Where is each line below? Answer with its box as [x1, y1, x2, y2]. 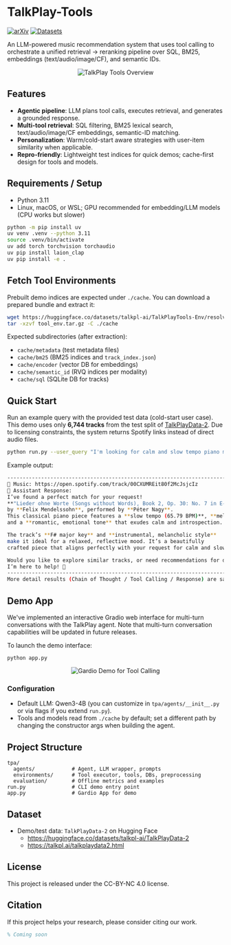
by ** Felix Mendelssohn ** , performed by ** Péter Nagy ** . [7, 507, 174, 513]
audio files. [7, 435, 38, 444]
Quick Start [7, 395, 57, 407]
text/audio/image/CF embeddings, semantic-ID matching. [16, 128, 181, 136]
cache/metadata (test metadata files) [16, 346, 120, 354]
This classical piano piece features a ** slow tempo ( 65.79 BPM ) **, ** [7, 513, 217, 520]
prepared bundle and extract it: [7, 300, 95, 308]
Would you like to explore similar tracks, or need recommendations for [7, 557, 220, 564]
